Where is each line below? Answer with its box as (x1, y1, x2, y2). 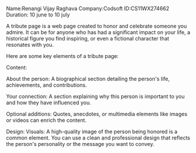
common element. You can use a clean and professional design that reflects (6, 134, 190, 141)
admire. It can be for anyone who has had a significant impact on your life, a (6, 29, 191, 36)
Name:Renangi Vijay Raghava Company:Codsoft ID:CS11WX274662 (6, 5, 170, 12)
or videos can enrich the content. (6, 117, 87, 124)
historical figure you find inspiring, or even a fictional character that (6, 35, 170, 42)
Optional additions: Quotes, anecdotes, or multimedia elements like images (6, 111, 188, 117)
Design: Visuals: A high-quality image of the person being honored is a (6, 128, 178, 135)
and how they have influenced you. (6, 99, 91, 106)
